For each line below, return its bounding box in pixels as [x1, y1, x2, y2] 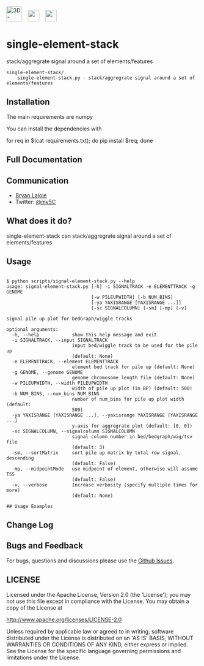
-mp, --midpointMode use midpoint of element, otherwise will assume [12, 466, 199, 472]
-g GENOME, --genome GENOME [12, 369, 84, 376]
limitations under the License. [6, 654, 81, 661]
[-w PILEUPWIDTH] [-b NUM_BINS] [90, 294, 173, 300]
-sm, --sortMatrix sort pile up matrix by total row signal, [12, 450, 182, 456]
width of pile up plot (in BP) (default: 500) [71, 385, 192, 392]
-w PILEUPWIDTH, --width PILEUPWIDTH [12, 380, 108, 386]
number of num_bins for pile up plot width [71, 396, 184, 402]
